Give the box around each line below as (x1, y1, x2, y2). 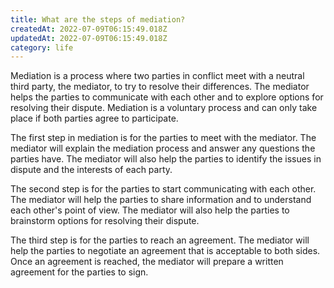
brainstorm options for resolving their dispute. (10, 215, 200, 227)
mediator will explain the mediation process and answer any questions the (10, 142, 316, 155)
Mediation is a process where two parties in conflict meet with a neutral (10, 70, 305, 82)
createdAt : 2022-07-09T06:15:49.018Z (10, 24, 168, 34)
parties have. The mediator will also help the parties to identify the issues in (10, 153, 322, 165)
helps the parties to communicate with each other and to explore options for (10, 91, 324, 103)
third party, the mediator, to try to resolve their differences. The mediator (10, 81, 310, 93)
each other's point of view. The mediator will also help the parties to (10, 204, 290, 216)
